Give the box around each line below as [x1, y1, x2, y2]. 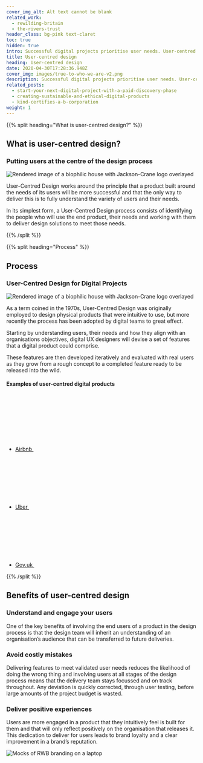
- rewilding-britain [11, 20, 63, 26]
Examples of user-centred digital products [6, 380, 115, 388]
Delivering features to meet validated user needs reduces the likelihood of [6, 664, 190, 672]
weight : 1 [6, 104, 31, 111]
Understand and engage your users [6, 609, 113, 617]
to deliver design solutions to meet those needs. [6, 220, 126, 227]
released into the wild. [6, 366, 62, 374]
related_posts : [6, 82, 45, 88]
